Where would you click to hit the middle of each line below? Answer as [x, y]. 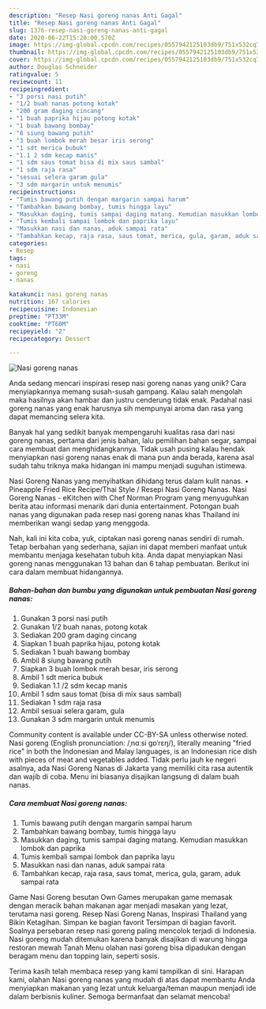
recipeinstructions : [43, 192]
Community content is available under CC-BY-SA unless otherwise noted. [129, 735]
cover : [20, 60]
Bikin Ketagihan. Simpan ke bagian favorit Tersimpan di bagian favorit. [123, 923]
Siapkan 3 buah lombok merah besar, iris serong [99, 669]
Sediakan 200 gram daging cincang [79, 635]
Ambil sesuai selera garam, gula [72, 711]
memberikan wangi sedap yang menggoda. [80, 523]
